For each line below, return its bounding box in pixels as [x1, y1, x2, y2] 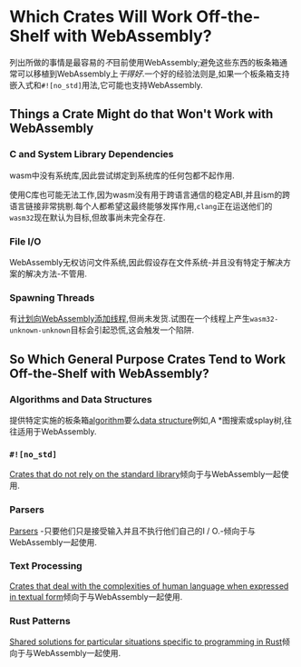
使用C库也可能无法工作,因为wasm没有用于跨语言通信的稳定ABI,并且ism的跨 [9, 189, 290, 200]
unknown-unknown [9, 326, 71, 335]
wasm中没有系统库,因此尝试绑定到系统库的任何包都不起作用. [9, 170, 236, 181]
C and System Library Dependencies [9, 148, 174, 161]
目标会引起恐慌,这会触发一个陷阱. [70, 324, 195, 335]
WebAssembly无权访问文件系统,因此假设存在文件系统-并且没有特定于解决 [9, 256, 284, 267]
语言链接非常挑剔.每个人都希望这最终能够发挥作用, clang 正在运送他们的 [9, 200, 273, 211]
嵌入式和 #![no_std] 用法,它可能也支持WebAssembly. [9, 79, 204, 90]
